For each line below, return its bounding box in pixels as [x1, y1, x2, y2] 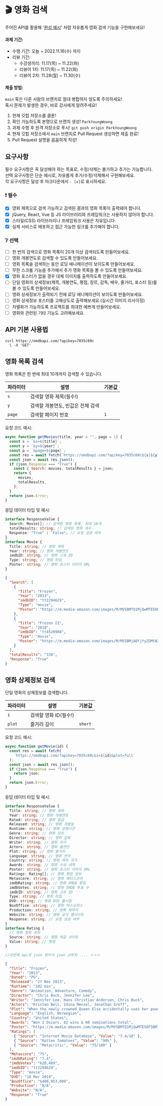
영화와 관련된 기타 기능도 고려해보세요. [12, 310, 85, 316]
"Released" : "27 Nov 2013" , [9, 980, 66, 985]
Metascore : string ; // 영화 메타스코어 [9, 876, 83, 881]
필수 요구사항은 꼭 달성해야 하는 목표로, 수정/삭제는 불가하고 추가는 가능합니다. [5, 166, 153, 173]
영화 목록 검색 [5, 357, 44, 365]
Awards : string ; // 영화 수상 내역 [9, 863, 75, 867]
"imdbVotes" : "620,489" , [9, 1061, 60, 1066]
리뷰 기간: [12, 54, 31, 60]
